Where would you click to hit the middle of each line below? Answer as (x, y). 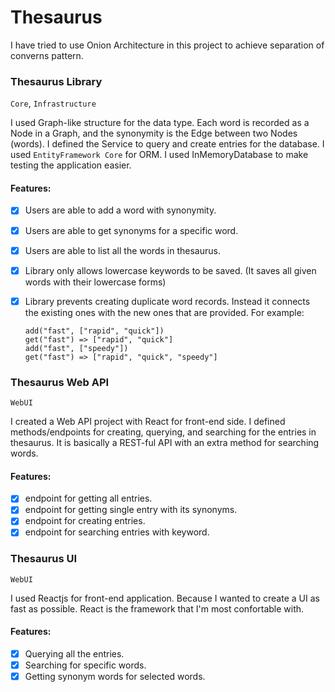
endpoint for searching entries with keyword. (117, 532)
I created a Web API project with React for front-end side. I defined (148, 422)
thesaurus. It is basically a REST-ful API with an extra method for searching (165, 443)
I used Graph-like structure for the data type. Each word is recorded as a (160, 123)
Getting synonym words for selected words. (115, 677)
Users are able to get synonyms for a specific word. (131, 230)
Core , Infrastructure (53, 103)
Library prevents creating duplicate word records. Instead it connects (167, 301)
